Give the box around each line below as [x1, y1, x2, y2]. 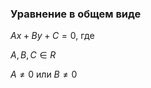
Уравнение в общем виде [10, 7, 142, 21]
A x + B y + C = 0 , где [10, 30, 95, 42]
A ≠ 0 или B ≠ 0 [10, 68, 78, 81]
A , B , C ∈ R [10, 49, 57, 61]
